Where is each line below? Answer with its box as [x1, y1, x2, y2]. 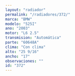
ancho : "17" [5, 53, 30, 59]
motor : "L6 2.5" [5, 30, 39, 35]
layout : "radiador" [5, 7, 46, 12]
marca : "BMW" [5, 16, 32, 21]
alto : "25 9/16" [5, 49, 39, 54]
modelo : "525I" [5, 21, 37, 26]
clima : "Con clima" [5, 44, 46, 49]
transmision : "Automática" [5, 35, 61, 40]
